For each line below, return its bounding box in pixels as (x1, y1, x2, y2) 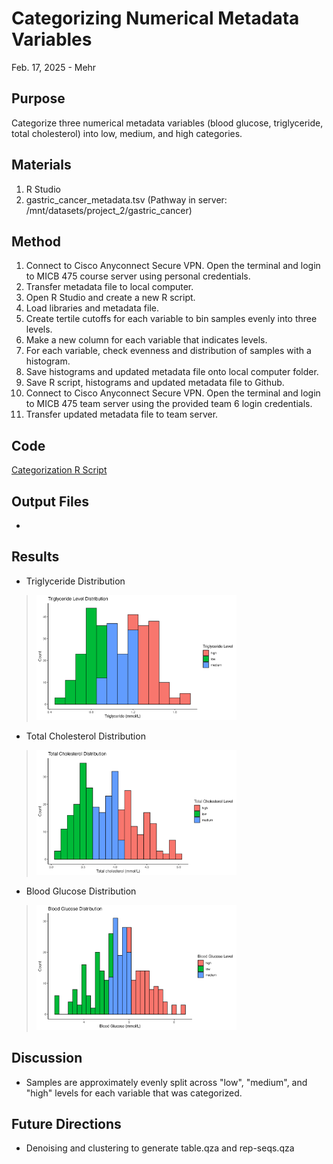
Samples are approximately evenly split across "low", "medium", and (25, 1076, 308, 1088)
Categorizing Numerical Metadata (11, 7, 300, 30)
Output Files (11, 493, 89, 510)
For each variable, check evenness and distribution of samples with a (25, 345, 312, 357)
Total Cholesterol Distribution (25, 730, 146, 742)
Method (11, 233, 62, 250)
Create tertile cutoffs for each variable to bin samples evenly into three (25, 313, 318, 325)
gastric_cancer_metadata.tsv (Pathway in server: (25, 193, 228, 206)
